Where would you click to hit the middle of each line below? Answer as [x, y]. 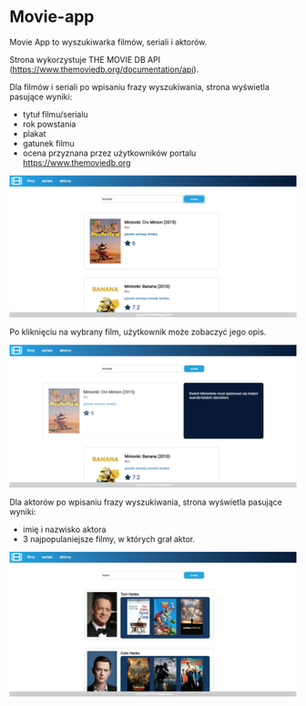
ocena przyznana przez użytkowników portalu [109, 153]
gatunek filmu [48, 143]
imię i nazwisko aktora [64, 529]
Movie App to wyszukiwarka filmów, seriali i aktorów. [108, 42]
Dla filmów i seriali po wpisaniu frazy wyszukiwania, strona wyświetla [140, 87]
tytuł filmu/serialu [55, 114]
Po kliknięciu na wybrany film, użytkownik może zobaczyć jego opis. [138, 332]
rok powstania [49, 124]
